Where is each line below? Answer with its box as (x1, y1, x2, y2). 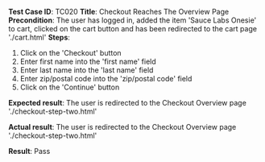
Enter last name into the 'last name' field (19, 65, 154, 75)
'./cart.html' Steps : (8, 32, 71, 42)
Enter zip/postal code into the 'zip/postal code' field (19, 74, 193, 83)
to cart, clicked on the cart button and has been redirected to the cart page (8, 24, 258, 33)
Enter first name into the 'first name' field (19, 56, 157, 66)
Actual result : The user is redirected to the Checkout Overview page (8, 123, 237, 131)
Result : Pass (8, 147, 51, 156)
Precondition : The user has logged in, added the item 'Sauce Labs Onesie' (8, 15, 257, 25)
